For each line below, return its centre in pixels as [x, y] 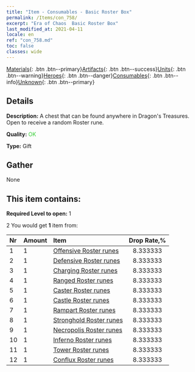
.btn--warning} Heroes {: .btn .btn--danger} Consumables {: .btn [84, 75]
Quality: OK [21, 134]
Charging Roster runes [85, 271]
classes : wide [24, 52]
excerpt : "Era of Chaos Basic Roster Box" [62, 23]
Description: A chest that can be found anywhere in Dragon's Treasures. [98, 116]
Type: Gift [19, 146]
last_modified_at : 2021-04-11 [45, 29]
